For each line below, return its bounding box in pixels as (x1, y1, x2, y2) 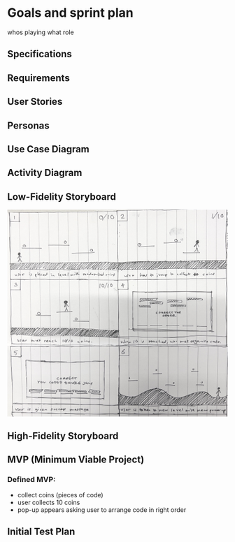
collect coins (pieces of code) (17, 490, 104, 499)
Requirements (7, 72, 70, 84)
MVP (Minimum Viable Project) (7, 454, 145, 466)
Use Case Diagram (7, 143, 90, 155)
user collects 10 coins (17, 498, 80, 506)
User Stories (7, 96, 63, 108)
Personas (7, 119, 50, 131)
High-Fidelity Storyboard (7, 430, 119, 441)
